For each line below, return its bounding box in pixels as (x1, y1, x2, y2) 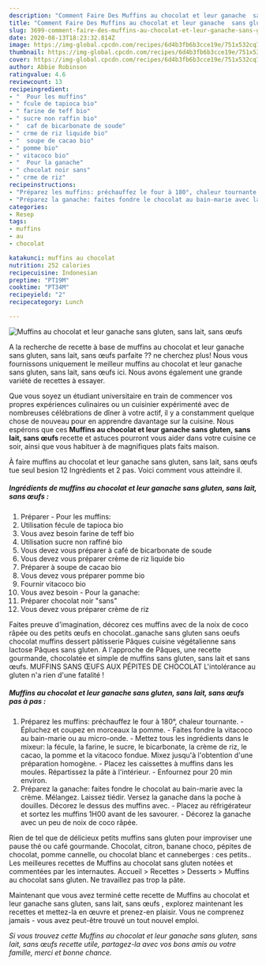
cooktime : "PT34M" (9, 283, 69, 291)
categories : (9, 203, 48, 211)
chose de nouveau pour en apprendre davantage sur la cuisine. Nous (9, 416, 234, 426)
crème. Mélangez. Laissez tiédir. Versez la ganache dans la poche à (20, 792, 242, 802)
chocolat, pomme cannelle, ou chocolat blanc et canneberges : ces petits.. (9, 849, 252, 859)
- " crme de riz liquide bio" (9, 129, 109, 137)
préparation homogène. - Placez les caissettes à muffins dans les (20, 758, 234, 768)
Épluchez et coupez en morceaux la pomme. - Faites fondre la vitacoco (20, 725, 253, 735)
